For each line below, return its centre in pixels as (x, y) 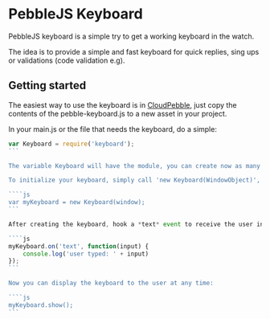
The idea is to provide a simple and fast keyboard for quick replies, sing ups (134, 51)
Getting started (47, 86)
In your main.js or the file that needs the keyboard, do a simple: (112, 129)
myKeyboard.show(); (41, 305)
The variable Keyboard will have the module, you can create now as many (135, 166)
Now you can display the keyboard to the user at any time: (111, 283)
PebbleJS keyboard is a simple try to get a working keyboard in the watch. (131, 36)
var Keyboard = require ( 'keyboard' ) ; (72, 144)
